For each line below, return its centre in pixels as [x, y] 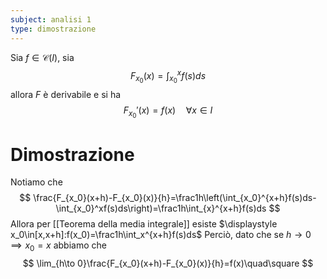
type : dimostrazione [53, 29]
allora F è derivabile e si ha [66, 95]
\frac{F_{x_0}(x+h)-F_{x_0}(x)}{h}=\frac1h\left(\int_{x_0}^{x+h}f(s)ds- [175, 198]
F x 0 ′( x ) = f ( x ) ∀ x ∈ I [168, 112]
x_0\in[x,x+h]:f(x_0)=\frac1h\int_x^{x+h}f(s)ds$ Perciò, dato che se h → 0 [161, 235]
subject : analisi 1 [51, 19]
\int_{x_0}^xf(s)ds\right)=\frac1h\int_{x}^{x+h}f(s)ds [161, 208]
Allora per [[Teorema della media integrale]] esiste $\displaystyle [144, 224]
